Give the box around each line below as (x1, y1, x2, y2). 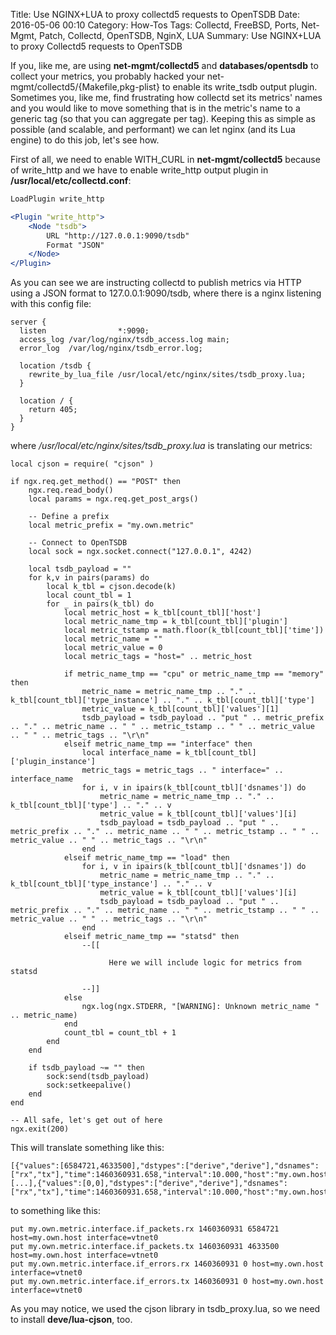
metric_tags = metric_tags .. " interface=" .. (81, 765, 284, 776)
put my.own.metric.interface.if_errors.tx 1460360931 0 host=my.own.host (10, 1277, 325, 1287)
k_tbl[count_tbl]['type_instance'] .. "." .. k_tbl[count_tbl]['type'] (10, 695, 315, 706)
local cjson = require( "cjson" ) (10, 459, 155, 469)
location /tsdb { (19, 361, 92, 371)
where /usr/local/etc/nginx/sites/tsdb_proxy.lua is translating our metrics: (10, 440, 313, 452)
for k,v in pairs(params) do (28, 573, 150, 583)
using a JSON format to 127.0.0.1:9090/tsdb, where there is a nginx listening (10, 287, 322, 299)
